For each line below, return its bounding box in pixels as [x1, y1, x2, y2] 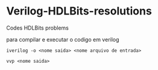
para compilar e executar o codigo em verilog [6, 36, 119, 43]
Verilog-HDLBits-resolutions [6, 4, 152, 18]
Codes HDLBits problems [6, 24, 69, 31]
